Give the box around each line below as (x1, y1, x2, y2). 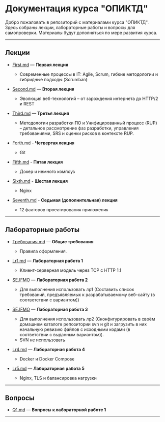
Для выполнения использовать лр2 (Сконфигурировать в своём (19, 316, 156, 322)
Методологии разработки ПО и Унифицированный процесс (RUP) (19, 120, 157, 126)
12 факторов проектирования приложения (19, 206, 109, 212)
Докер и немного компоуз (19, 168, 75, 174)
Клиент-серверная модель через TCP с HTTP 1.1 (19, 267, 121, 273)
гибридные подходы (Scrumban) (19, 76, 88, 82)
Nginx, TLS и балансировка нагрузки (19, 375, 97, 381)
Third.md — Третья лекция (12, 110, 70, 116)
